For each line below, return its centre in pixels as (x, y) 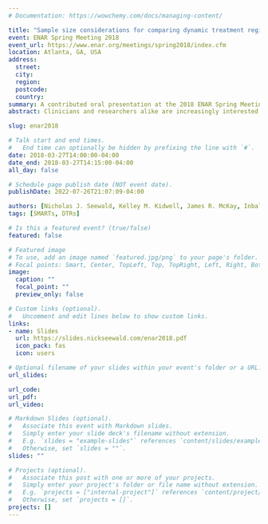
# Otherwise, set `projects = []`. (71, 500)
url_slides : (28, 375)
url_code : (25, 389)
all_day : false (33, 170)
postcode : (32, 89)
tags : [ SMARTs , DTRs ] (44, 214)
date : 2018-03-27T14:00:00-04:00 (64, 155)
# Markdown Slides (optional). (60, 419)
